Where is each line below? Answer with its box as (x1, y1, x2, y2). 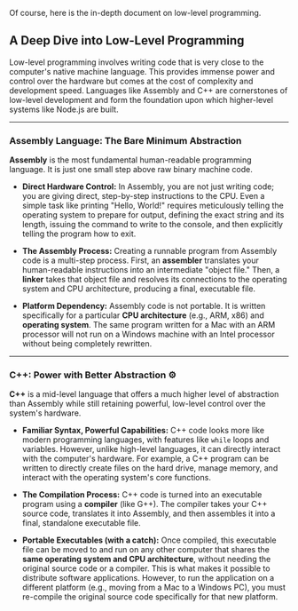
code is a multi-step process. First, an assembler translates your (21, 255, 259, 266)
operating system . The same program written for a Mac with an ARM (21, 320, 276, 330)
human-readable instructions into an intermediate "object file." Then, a (21, 265, 280, 275)
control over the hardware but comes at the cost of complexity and (9, 75, 254, 86)
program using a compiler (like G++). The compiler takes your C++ (21, 499, 268, 510)
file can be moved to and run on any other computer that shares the (21, 544, 271, 555)
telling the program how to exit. (21, 228, 137, 239)
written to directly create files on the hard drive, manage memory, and (21, 463, 278, 473)
